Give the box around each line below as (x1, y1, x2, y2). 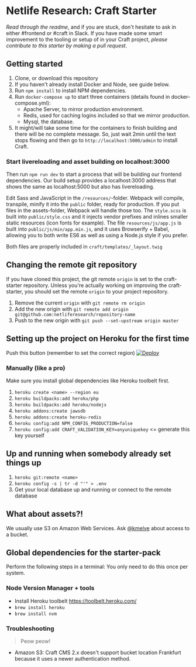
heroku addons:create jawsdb (14, 408, 86, 414)
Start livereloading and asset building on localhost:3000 (6, 157, 170, 165)
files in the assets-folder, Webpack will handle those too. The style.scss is (6, 207, 187, 214)
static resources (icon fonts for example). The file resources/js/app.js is (6, 219, 182, 226)
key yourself (14, 431, 45, 439)
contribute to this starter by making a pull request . (6, 42, 128, 49)
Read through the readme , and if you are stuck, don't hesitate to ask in (6, 23, 177, 30)
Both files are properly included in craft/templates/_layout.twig (6, 243, 163, 250)
